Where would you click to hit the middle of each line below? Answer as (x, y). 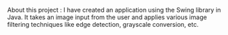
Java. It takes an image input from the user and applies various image (107, 17)
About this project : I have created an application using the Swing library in (114, 10)
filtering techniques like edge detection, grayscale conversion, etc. (103, 24)
